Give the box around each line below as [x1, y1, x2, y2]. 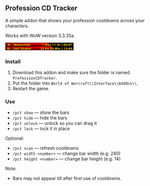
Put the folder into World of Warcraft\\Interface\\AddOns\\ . [12, 80, 138, 86]
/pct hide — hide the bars [12, 115, 67, 121]
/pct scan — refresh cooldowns [12, 145, 79, 151]
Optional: [5, 136, 24, 142]
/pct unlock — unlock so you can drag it [12, 120, 97, 127]
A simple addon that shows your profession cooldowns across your [5, 17, 145, 23]
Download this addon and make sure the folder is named [12, 70, 130, 76]
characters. [5, 23, 29, 29]
